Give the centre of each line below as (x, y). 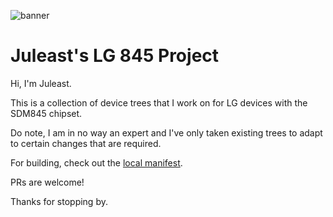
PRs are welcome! (47, 182)
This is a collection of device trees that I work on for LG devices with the (159, 102)
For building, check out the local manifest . (96, 162)
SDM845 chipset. (46, 113)
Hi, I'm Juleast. (41, 83)
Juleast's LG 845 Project (115, 56)
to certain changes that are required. (86, 143)
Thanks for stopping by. (59, 201)
